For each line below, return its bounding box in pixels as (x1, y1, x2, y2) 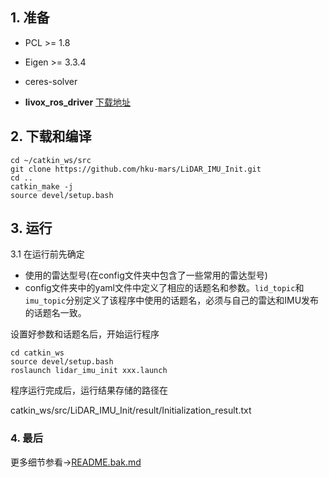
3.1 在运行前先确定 (10, 248, 85, 260)
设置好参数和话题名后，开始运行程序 (10, 328, 160, 340)
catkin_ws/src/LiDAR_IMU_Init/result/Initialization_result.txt (10, 404, 252, 417)
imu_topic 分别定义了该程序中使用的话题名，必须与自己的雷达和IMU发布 (24, 294, 320, 307)
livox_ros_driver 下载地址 (24, 96, 132, 108)
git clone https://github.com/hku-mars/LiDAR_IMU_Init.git (10, 164, 262, 174)
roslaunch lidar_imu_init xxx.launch (10, 366, 168, 376)
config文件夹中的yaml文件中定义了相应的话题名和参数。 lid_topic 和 (24, 282, 305, 294)
